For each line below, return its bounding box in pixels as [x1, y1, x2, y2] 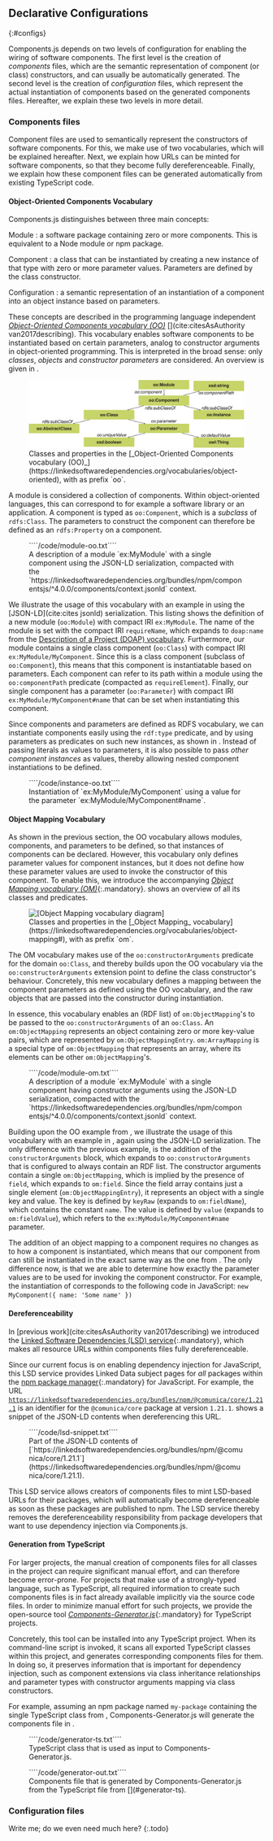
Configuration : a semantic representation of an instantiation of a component [8, 288, 265, 298]
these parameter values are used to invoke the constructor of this [8, 866, 227, 877]
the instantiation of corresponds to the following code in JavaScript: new [8, 1281, 249, 1291]
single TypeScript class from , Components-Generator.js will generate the [8, 1710, 254, 1720]
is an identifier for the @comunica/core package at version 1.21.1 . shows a [17, 1403, 264, 1412]
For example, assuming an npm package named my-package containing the [8, 1701, 258, 1711]
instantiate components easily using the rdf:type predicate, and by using [8, 728, 253, 738]
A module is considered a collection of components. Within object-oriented [8, 491, 260, 500]
